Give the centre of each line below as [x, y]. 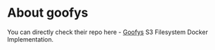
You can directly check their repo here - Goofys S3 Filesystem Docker [108, 32]
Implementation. [31, 39]
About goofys [48, 13]
